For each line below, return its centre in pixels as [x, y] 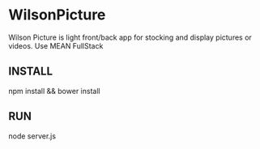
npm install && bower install [54, 91]
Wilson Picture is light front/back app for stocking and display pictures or [130, 37]
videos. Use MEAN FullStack [56, 45]
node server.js [32, 136]
